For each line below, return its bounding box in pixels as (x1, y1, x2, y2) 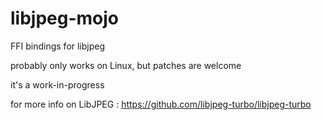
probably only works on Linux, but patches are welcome (10, 59, 242, 71)
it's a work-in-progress (10, 78, 105, 91)
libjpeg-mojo (10, 7, 120, 30)
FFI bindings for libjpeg (10, 40, 106, 52)
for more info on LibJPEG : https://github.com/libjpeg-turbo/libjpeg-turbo (10, 98, 312, 110)
